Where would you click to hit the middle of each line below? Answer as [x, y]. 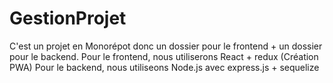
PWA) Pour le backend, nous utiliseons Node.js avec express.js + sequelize [164, 67]
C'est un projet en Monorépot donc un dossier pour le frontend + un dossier [166, 46]
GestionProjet [68, 18]
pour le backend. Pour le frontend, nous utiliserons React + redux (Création [164, 56]
